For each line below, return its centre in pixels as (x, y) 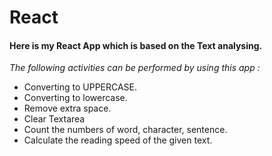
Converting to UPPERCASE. (80, 87)
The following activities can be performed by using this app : (135, 68)
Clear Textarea (54, 119)
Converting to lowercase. (75, 98)
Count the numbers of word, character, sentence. (125, 130)
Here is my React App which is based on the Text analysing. (136, 45)
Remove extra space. (67, 108)
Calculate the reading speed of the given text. (118, 140)
